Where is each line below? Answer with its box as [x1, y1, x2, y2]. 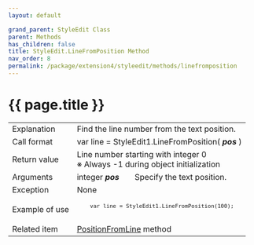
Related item [12, 223, 59, 234]
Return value [12, 154, 59, 165]
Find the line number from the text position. [76, 123, 236, 134]
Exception [12, 184, 50, 195]
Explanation [12, 123, 56, 134]
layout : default [8, 11, 61, 20]
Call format [12, 136, 53, 147]
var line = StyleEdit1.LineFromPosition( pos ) [76, 136, 242, 147]
